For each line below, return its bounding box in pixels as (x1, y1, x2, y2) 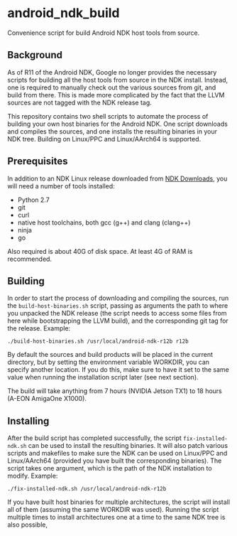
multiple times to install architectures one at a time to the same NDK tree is (7, 513, 226, 522)
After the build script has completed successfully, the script (7, 434, 182, 442)
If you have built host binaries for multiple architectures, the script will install (7, 498, 231, 506)
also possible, (7, 520, 48, 529)
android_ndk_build (7, 5, 120, 21)
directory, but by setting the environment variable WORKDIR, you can (7, 358, 210, 367)
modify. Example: (7, 471, 58, 481)
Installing (7, 414, 50, 427)
